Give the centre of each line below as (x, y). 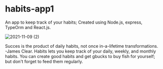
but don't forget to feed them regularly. (44, 61)
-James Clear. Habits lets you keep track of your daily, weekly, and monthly (81, 51)
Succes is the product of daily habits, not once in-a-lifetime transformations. (81, 46)
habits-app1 (30, 9)
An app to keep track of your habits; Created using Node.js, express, (74, 22)
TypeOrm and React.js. (28, 27)
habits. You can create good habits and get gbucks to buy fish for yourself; (80, 56)
